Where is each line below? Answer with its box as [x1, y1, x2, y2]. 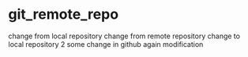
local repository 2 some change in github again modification [8, 39, 204, 48]
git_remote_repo [8, 5, 119, 23]
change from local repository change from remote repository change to [8, 31, 241, 41]
